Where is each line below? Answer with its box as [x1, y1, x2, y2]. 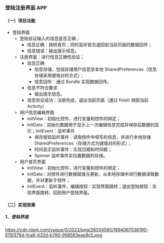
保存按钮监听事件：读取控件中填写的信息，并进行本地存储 [34, 134, 151, 140]
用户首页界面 [19, 159, 46, 165]
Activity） [27, 104, 47, 109]
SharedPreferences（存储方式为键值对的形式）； [34, 140, 132, 146]
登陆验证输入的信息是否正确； [19, 35, 80, 41]
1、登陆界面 [5, 214, 29, 220]
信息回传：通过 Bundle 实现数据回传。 [34, 79, 112, 85]
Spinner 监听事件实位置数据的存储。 [34, 153, 108, 159]
